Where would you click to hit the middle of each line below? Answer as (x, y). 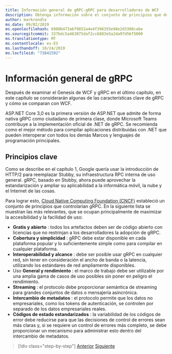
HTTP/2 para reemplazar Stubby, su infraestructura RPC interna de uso (80, 174)
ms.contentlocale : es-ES (32, 44)
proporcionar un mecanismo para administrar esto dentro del (77, 331)
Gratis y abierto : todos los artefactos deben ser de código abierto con (88, 227)
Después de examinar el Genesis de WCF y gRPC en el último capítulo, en (83, 92)
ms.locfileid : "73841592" (33, 53)
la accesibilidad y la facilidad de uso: (44, 217)
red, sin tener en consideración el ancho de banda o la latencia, (80, 260)
